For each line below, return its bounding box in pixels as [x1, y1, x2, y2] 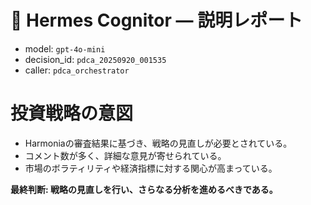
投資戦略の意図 [10, 102, 134, 125]
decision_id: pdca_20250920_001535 [24, 53, 167, 65]
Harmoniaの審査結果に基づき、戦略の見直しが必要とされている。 [24, 137, 293, 149]
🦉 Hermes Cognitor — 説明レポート [10, 9, 303, 32]
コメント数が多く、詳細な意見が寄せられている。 [24, 149, 227, 161]
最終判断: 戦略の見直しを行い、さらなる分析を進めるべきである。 [10, 183, 278, 195]
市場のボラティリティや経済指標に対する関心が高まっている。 [24, 162, 278, 174]
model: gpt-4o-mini [24, 42, 106, 55]
